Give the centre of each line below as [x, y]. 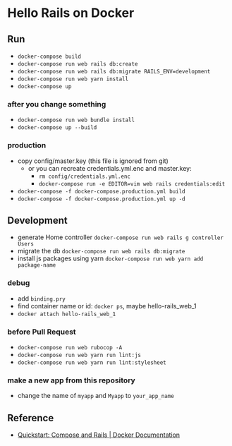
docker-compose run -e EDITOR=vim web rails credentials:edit [132, 184]
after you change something [57, 104]
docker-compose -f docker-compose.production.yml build [101, 191]
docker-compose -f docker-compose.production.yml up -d [101, 199]
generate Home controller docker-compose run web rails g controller [121, 237]
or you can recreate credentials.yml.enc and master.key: [110, 168]
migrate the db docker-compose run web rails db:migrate [101, 251]
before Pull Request [42, 332]
